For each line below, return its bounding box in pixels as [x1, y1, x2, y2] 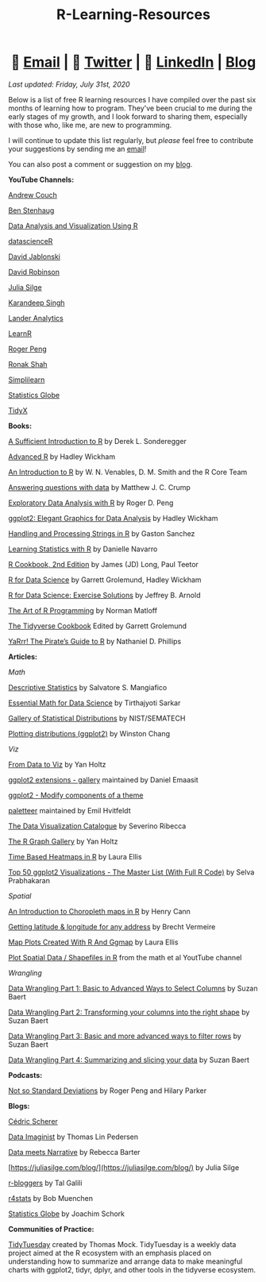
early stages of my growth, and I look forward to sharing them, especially [8, 111, 248, 121]
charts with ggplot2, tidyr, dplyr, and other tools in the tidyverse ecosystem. [8, 1265, 256, 1274]
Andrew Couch [8, 190, 58, 199]
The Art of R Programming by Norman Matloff [8, 605, 157, 615]
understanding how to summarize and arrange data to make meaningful [8, 1257, 243, 1266]
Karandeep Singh [8, 298, 65, 307]
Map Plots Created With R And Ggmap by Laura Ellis [8, 937, 179, 947]
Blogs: [8, 1101, 30, 1110]
